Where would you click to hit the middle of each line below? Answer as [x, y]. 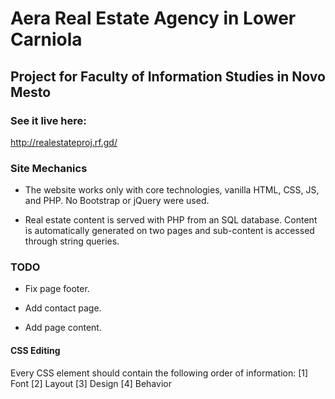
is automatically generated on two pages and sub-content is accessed [169, 231]
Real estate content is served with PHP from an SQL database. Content [171, 220]
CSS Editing [35, 351]
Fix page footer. [57, 289]
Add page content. [63, 328]
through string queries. [72, 241]
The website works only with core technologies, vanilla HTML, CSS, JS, [172, 190]
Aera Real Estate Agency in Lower [153, 18]
